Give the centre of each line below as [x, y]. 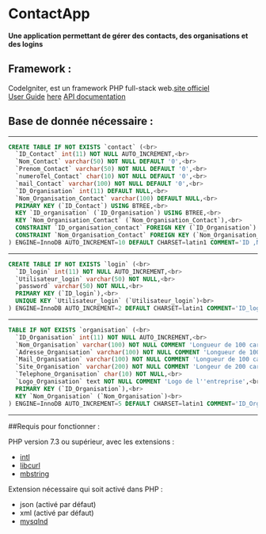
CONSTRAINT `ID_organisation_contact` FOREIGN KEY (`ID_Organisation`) [136, 228]
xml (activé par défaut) [57, 513]
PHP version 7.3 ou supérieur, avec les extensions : [91, 441]
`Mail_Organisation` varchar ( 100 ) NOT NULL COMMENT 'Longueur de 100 [132, 360]
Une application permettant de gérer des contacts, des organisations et [128, 36]
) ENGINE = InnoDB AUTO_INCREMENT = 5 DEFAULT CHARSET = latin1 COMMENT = [122, 403]
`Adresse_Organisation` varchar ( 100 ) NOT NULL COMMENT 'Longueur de [131, 352]
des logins [26, 44]
